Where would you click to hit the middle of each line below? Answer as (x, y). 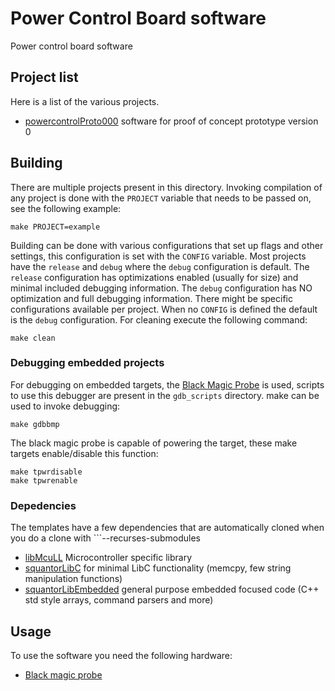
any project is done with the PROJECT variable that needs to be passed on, (161, 198)
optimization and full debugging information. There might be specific (151, 298)
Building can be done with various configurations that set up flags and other (167, 245)
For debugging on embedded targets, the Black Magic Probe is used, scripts (167, 384)
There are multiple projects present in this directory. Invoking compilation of (166, 187)
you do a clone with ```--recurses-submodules (105, 538)
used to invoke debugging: (65, 406)
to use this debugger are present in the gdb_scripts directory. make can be (165, 395)
